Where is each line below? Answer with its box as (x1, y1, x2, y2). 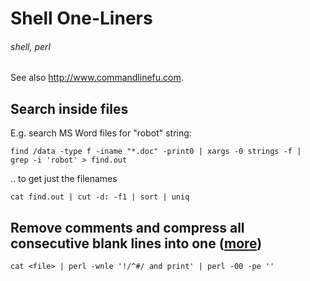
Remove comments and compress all (10, 219, 245, 236)
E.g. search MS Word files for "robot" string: (10, 127, 192, 139)
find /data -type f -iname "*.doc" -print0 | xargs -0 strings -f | (10, 147, 302, 157)
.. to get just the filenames (10, 173, 118, 185)
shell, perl (10, 40, 51, 52)
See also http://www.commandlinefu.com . (10, 72, 184, 84)
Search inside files (10, 100, 129, 117)
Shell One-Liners (10, 7, 153, 30)
